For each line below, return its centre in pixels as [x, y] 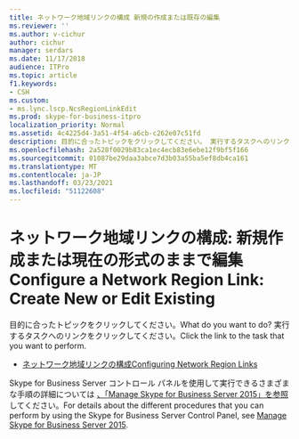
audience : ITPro [39, 68]
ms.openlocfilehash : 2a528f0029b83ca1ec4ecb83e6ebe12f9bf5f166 [129, 150]
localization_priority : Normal [67, 126]
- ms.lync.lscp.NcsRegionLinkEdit [73, 109]
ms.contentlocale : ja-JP [55, 175]
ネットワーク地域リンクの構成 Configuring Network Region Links [140, 364]
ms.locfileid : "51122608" [57, 191]
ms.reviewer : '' [39, 26]
